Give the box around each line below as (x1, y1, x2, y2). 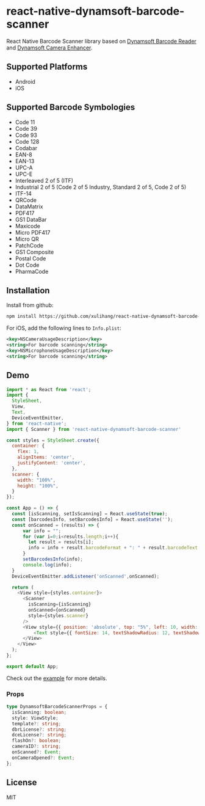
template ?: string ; (12, 720, 62, 727)
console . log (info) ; (22, 562, 72, 568)
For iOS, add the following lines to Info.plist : (6, 324, 121, 332)
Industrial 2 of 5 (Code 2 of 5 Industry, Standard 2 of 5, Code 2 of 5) (15, 183, 187, 191)
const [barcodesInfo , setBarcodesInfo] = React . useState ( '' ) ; (12, 516, 173, 522)
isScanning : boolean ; (12, 709, 67, 716)
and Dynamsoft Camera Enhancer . (6, 44, 93, 51)
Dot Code (15, 261, 40, 268)
